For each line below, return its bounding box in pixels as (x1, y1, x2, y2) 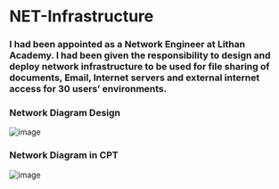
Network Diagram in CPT (9, 149, 119, 161)
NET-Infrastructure (9, 6, 154, 27)
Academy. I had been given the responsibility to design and (9, 49, 271, 62)
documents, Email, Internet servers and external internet (9, 71, 260, 84)
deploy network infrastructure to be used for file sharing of (9, 61, 270, 73)
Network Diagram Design (9, 107, 121, 119)
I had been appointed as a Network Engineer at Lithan (9, 38, 246, 51)
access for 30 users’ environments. (9, 83, 168, 95)
